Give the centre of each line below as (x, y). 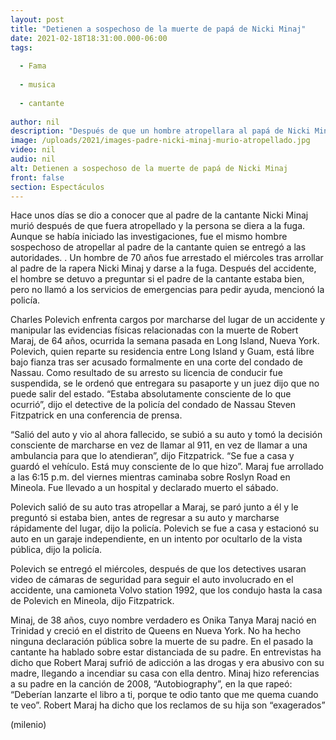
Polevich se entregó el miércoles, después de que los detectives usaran (158, 569)
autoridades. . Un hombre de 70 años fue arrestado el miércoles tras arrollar (167, 258)
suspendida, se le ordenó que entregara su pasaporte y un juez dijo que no (165, 383)
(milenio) (28, 725)
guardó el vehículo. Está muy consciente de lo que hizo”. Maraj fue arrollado (167, 467)
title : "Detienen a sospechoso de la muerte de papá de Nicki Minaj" (158, 29)
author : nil (35, 122)
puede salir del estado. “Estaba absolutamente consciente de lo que (151, 394)
